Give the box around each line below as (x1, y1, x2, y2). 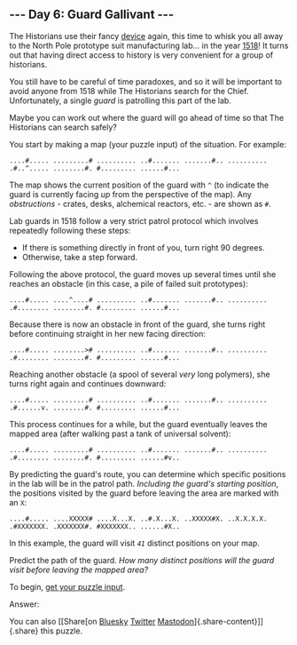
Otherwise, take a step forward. (21, 251, 138, 262)
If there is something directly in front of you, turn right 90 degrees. (21, 242, 265, 252)
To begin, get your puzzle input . (9, 581, 126, 592)
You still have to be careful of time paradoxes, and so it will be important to (9, 76, 282, 87)
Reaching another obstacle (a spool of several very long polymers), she (9, 369, 270, 379)
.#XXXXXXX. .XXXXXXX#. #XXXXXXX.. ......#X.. (9, 522, 180, 531)
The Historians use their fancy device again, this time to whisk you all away (9, 30, 284, 41)
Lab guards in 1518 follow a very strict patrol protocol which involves (9, 215, 259, 226)
